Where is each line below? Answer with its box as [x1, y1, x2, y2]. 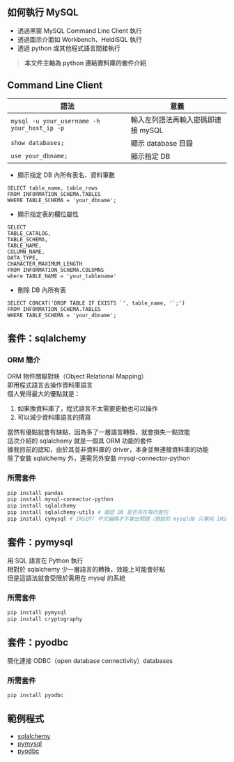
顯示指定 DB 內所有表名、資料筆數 [17, 170, 115, 179]
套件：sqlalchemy [7, 333, 86, 344]
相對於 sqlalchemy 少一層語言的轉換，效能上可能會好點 [7, 565, 166, 573]
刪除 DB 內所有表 [17, 285, 66, 294]
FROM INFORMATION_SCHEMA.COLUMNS [7, 266, 104, 273]
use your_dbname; [10, 152, 68, 160]
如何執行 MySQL [7, 6, 79, 19]
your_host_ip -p [10, 124, 65, 132]
